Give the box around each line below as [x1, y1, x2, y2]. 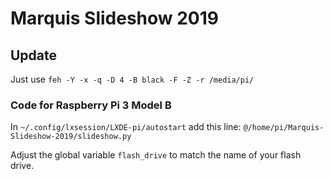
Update [10, 47, 58, 64]
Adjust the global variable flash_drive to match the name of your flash [10, 149, 302, 161]
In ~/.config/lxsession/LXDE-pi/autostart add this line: [10, 121, 242, 133]
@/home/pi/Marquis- [243, 123, 325, 133]
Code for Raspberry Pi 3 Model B [10, 98, 172, 112]
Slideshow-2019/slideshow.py [10, 132, 132, 142]
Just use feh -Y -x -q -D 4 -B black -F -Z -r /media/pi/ [10, 73, 255, 85]
